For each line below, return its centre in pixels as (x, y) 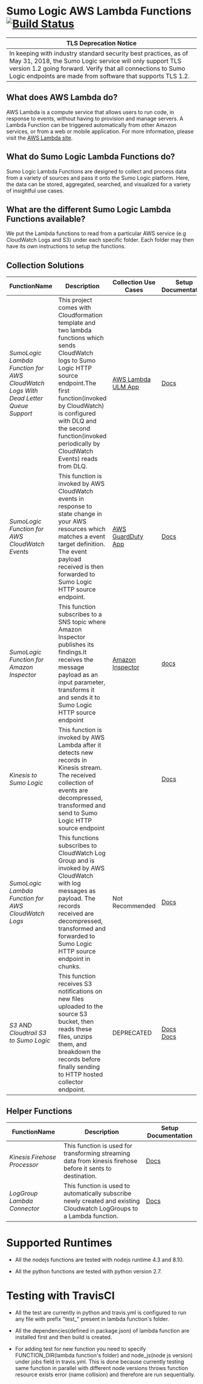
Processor (24, 1165)
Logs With (24, 391)
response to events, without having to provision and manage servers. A (95, 118)
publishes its (76, 645)
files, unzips (75, 1036)
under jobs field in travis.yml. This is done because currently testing (99, 1362)
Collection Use (134, 282)
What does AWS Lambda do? (62, 98)
